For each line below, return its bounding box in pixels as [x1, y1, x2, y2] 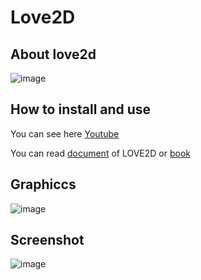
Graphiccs [10, 176, 77, 193]
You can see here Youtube [10, 127, 120, 140]
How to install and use [10, 101, 152, 118]
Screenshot [10, 232, 85, 249]
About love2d [10, 46, 97, 63]
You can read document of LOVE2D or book [10, 147, 191, 159]
